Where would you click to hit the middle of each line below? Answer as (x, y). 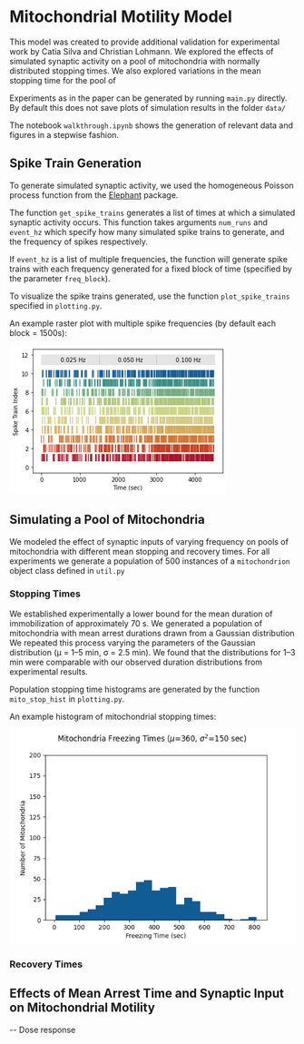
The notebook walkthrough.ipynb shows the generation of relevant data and (151, 125)
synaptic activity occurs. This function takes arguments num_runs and (138, 222)
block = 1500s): (39, 332)
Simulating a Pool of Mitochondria (108, 520)
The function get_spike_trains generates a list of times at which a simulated (152, 212)
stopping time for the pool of (63, 80)
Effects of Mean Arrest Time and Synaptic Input (147, 994)
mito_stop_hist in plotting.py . (67, 699)
